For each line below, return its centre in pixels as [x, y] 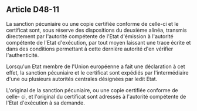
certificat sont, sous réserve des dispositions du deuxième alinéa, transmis [96, 30]
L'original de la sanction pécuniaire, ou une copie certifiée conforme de [92, 90]
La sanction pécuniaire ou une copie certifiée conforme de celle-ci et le [92, 23]
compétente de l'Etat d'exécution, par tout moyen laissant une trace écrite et [98, 42]
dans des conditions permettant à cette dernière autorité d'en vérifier [90, 49]
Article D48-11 [33, 10]
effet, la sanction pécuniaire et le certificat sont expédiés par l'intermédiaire [97, 72]
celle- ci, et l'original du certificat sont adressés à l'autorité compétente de [96, 96]
